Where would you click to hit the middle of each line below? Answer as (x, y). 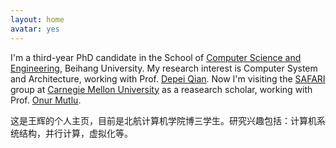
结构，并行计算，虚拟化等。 (75, 133)
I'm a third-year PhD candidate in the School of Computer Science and (156, 57)
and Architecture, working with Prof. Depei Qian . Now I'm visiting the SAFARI (168, 78)
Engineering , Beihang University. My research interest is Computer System (164, 68)
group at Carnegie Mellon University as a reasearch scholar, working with (161, 89)
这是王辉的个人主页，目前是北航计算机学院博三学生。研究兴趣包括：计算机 (163, 120)
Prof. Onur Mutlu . (46, 100)
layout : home (37, 19)
